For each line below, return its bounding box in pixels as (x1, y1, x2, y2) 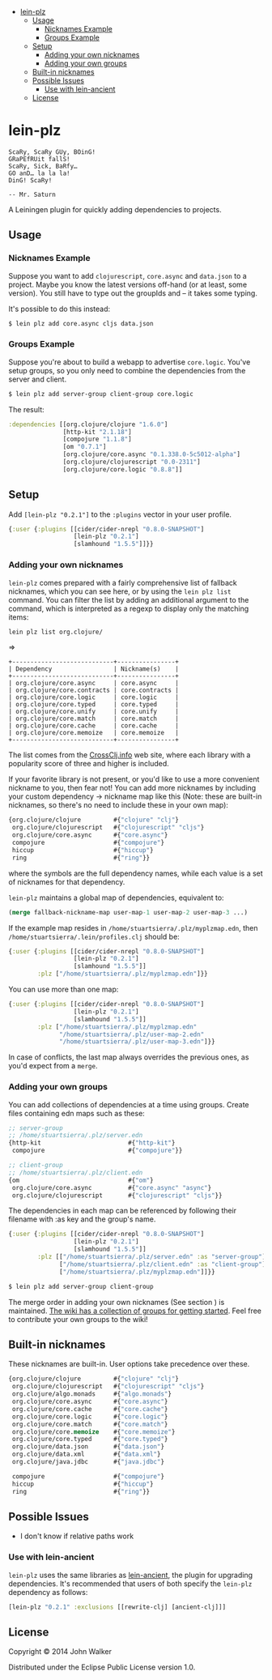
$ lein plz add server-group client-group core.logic (8, 390, 194, 398)
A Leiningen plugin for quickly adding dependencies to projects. (8, 204, 222, 214)
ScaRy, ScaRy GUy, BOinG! (8, 147, 96, 156)
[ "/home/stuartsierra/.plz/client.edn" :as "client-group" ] (59, 1260, 266, 1269)
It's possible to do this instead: (8, 304, 111, 313)
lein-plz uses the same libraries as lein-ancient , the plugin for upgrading (8, 1570, 253, 1580)
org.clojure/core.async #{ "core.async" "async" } (11, 1183, 212, 1192)
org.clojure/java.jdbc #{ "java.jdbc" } (11, 1458, 164, 1466)
